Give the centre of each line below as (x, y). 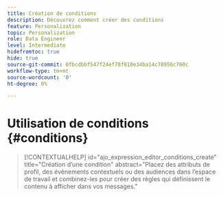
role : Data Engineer (37, 39)
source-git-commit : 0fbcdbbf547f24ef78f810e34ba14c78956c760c (98, 65)
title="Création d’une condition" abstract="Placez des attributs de (117, 165)
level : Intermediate (37, 45)
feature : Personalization (44, 26)
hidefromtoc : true (33, 52)
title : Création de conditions (52, 13)
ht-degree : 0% (27, 84)
